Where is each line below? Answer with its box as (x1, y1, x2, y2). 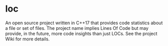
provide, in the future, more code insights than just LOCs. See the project (5, 30, 158, 36)
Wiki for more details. (5, 36, 50, 42)
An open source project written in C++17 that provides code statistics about (5, 20, 163, 26)
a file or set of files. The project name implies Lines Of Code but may (5, 25, 149, 31)
